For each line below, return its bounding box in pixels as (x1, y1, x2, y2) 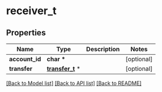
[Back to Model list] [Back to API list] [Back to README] (6, 80, 142, 87)
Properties (6, 28, 46, 38)
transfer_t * (47, 65, 81, 73)
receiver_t (6, 4, 57, 18)
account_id (9, 55, 41, 63)
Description (86, 45, 120, 53)
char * (47, 55, 66, 63)
